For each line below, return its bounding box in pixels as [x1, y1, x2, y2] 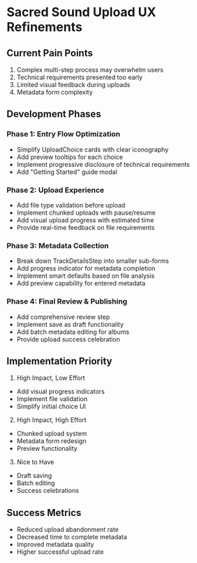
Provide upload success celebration [16, 334, 120, 344]
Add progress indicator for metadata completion [16, 264, 156, 273]
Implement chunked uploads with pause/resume [16, 208, 156, 217]
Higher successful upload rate [16, 548, 104, 556]
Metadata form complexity [16, 88, 94, 96]
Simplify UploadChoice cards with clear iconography [16, 145, 169, 154]
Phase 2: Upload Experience [6, 185, 105, 195]
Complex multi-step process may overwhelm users [16, 66, 163, 74]
